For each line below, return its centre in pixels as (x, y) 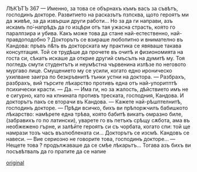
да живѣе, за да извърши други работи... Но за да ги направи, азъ (90, 21)
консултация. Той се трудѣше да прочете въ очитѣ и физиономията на (95, 52)
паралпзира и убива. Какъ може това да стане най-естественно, (88, 33)
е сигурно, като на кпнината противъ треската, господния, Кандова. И (95, 95)
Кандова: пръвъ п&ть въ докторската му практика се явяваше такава (94, 46)
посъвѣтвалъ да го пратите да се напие (56, 151)
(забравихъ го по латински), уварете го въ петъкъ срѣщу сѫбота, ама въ (98, 120)
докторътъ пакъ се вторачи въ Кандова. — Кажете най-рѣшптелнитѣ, (94, 102)
